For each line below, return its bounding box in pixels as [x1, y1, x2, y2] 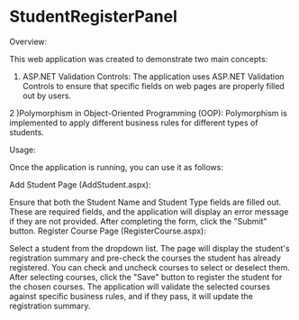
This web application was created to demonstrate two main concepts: [9, 53, 268, 64]
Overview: [9, 36, 48, 47]
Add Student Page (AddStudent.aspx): [9, 178, 151, 190]
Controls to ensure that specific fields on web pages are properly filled [22, 80, 285, 91]
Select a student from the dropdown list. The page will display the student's [9, 242, 290, 253]
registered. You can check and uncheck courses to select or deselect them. [9, 261, 290, 272]
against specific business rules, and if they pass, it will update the [9, 290, 254, 301]
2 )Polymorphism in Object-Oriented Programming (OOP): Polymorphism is [9, 107, 288, 118]
